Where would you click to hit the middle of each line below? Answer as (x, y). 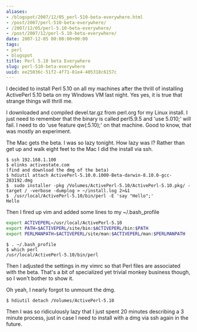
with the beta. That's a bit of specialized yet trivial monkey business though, (98, 272)
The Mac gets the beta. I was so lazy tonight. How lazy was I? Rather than (96, 143)
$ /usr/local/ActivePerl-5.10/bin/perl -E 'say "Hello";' (80, 196)
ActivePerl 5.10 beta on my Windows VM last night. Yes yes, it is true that (94, 95)
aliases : (17, 11)
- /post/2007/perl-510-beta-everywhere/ (56, 22)
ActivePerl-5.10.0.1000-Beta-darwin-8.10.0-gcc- (111, 175)
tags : (13, 45)
